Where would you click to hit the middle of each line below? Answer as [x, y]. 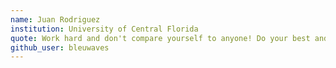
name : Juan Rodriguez [55, 19]
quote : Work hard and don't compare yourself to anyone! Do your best [160, 38]
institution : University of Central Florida [104, 29]
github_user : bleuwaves [60, 47]
